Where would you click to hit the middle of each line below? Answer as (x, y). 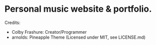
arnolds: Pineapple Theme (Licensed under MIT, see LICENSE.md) (78, 37)
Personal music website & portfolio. (78, 9)
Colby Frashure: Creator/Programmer (49, 32)
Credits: (12, 22)
